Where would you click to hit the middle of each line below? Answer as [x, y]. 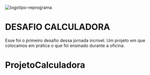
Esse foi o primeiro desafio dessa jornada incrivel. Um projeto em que [75, 40]
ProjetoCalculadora [45, 65]
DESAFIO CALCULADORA [58, 27]
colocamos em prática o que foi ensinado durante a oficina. [65, 45]
